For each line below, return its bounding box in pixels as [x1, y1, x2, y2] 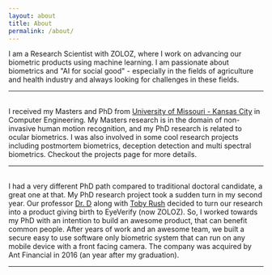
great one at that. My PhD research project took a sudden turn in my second [8, 190, 263, 200]
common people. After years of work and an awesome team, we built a [8, 224, 244, 235]
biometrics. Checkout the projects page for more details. [8, 150, 197, 159]
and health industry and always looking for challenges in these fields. [8, 74, 240, 85]
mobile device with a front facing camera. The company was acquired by [8, 242, 253, 252]
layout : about [8, 11, 57, 20]
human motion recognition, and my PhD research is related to [37, 124, 243, 133]
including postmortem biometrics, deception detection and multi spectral [8, 141, 252, 150]
